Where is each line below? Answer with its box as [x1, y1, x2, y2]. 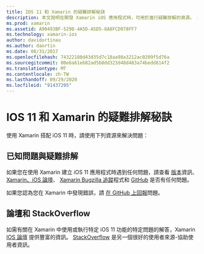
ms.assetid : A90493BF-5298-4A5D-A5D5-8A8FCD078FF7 [6, 26, 137, 32]
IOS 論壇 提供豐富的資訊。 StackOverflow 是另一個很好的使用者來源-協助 [6, 233, 188, 241]
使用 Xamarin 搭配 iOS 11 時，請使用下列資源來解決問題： [6, 131, 149, 139]
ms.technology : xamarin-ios [6, 32, 78, 38]
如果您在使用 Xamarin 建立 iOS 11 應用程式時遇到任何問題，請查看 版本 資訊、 [6, 168, 198, 176]
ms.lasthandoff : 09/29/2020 [6, 77, 78, 83]
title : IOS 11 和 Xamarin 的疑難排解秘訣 [6, 9, 105, 15]
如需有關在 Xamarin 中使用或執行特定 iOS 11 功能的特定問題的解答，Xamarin [6, 225, 195, 233]
